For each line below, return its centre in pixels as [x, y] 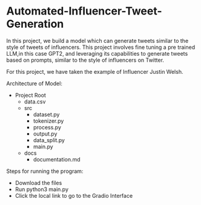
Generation [35, 24]
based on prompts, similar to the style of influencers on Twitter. [85, 60]
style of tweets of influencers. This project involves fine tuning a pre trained [101, 47]
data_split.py [49, 140]
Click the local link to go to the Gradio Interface [74, 195]
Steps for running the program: [45, 171]
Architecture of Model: [34, 83]
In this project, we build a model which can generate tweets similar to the [97, 41]
